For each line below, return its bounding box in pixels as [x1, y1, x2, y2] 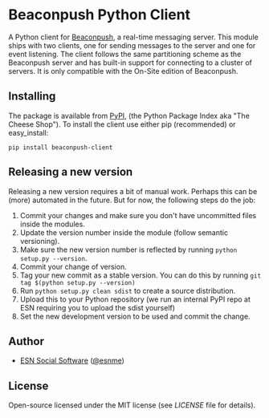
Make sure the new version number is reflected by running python [19, 245, 238, 254]
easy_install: [8, 128, 49, 137]
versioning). [19, 236, 60, 246]
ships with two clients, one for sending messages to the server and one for [8, 40, 256, 50]
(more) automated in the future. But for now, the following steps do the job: [8, 195, 256, 205]
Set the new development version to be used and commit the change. [19, 311, 251, 321]
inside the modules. [19, 219, 86, 229]
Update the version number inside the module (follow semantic [19, 227, 229, 237]
